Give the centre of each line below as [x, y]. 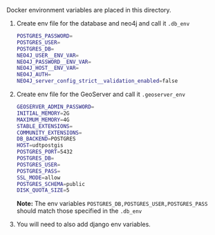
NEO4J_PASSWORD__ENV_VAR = [54, 62]
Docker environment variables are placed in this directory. [89, 10]
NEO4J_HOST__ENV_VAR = [47, 68]
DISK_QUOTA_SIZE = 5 [43, 190]
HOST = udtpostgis [40, 145]
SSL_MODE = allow [38, 178]
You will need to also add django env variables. [84, 225]
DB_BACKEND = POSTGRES [46, 139]
